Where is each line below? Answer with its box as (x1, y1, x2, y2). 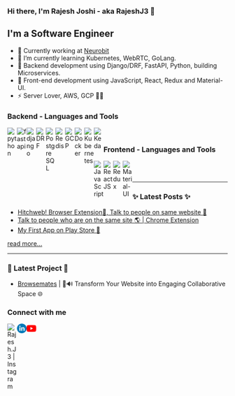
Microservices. (17, 68, 61, 77)
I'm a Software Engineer (7, 28, 114, 40)
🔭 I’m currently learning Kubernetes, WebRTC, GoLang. (17, 54, 176, 62)
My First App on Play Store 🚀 (17, 226, 101, 234)
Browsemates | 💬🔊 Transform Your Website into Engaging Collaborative (17, 279, 226, 288)
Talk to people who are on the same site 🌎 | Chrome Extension (17, 216, 199, 224)
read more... (7, 239, 43, 247)
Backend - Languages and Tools (7, 111, 119, 121)
